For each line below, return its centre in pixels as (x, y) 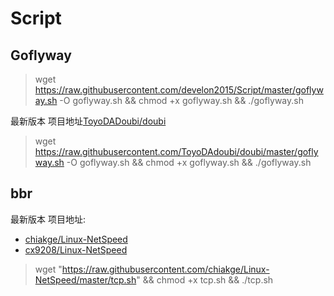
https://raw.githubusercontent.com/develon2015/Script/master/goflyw (179, 90)
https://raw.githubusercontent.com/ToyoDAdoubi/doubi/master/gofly (176, 151)
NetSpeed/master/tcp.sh (85, 279)
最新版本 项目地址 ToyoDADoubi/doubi (88, 121)
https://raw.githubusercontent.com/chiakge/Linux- (165, 269)
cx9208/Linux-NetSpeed (76, 249)
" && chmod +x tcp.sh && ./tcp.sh (205, 279)
